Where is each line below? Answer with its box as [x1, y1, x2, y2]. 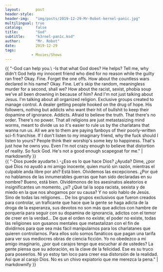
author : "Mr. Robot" [5, 39, 60, 44]
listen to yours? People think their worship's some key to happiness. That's [5, 138, 155, 144]
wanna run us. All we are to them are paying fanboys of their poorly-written [5, 127, 156, 134]
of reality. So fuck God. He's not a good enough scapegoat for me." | [5, 148, 143, 154]
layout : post [5, 7, 45, 12]
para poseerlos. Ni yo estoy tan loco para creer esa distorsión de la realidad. [5, 251, 158, 257]
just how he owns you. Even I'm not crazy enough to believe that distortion [5, 143, 155, 149]
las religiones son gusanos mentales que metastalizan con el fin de [5, 221, 140, 226]
